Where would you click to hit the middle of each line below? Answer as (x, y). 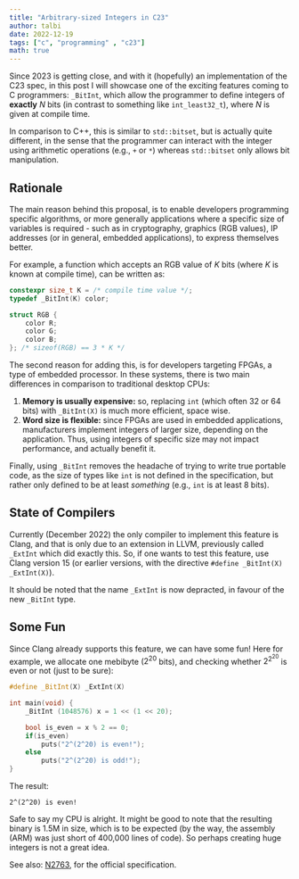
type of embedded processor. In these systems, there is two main (129, 375)
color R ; (41, 323)
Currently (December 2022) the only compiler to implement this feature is (144, 534)
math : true (29, 51)
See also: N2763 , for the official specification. (93, 865)
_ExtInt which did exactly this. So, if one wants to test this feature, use (139, 553)
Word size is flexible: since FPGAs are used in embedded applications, (152, 420)
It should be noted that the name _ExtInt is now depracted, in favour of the (147, 589)
